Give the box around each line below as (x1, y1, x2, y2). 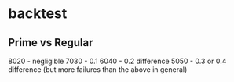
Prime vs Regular (8, 36, 93, 49)
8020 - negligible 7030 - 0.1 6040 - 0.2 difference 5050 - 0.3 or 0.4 (8, 56, 227, 66)
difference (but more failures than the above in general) (8, 65, 188, 74)
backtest (8, 5, 68, 23)
